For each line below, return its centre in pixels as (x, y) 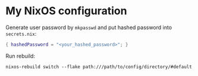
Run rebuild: (20, 56)
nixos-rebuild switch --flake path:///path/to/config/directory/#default (99, 66)
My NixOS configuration (66, 11)
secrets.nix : (21, 33)
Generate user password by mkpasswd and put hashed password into (89, 27)
